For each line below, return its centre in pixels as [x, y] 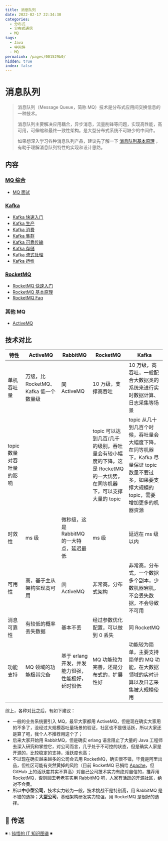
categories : [17, 19]
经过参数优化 [107, 620]
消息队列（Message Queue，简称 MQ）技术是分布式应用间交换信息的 [89, 107]
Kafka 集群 [23, 236]
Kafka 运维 [23, 261]
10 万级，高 [143, 365]
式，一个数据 [144, 573]
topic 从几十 [143, 420]
